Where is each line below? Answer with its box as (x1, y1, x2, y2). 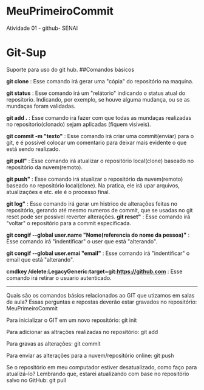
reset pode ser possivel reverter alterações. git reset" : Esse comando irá (6, 213, 191, 220)
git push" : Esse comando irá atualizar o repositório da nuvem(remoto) (6, 175, 183, 183)
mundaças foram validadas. (6, 102, 76, 110)
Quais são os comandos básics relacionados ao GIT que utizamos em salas (6, 291, 195, 299)
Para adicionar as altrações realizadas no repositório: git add (6, 328, 158, 335)
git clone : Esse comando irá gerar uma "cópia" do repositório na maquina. (6, 77, 194, 85)
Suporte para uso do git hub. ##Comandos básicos (6, 66, 135, 73)
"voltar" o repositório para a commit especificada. (6, 219, 132, 226)
